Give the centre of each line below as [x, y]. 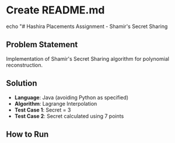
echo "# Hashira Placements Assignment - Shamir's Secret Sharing [87, 26]
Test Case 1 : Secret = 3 [43, 110]
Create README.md [55, 10]
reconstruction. [24, 65]
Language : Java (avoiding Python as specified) [71, 97]
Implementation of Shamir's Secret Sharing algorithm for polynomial [87, 58]
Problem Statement [42, 45]
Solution [22, 83]
